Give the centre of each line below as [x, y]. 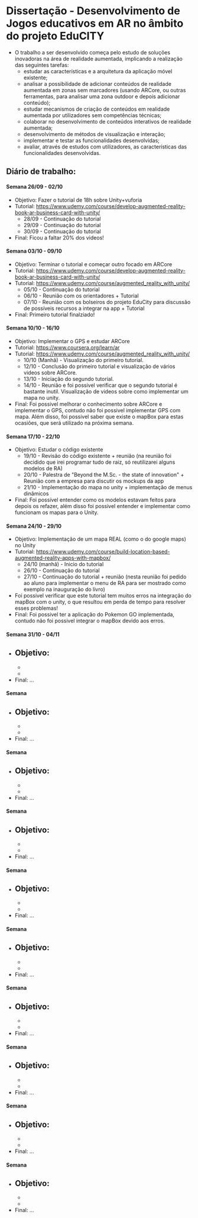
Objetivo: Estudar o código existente [59, 450]
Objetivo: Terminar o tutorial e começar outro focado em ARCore [93, 264]
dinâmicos [36, 494]
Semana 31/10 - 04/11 [33, 634]
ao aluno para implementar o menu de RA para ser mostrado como [105, 583]
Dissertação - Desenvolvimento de [93, 11]
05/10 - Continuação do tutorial [61, 289]
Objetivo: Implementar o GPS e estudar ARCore [72, 341]
